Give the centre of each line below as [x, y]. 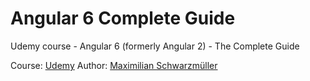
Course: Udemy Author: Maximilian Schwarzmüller [114, 65]
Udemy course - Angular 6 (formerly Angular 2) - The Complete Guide [155, 46]
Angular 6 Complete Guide [123, 18]
